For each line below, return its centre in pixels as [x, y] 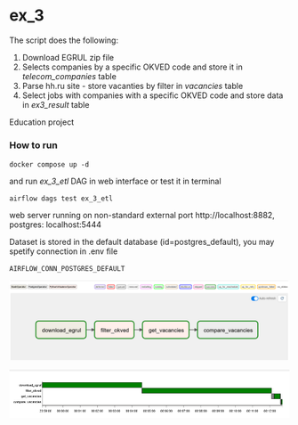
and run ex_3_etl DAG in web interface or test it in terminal [115, 181]
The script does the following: [64, 40]
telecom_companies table [69, 76]
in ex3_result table [56, 104]
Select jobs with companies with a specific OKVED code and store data [153, 95]
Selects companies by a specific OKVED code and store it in [132, 67]
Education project [41, 122]
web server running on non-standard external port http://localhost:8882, [142, 216]
